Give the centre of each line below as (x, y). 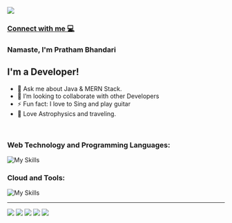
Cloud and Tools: (36, 177)
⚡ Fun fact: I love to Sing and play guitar (74, 104)
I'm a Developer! (43, 72)
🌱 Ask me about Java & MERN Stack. (69, 88)
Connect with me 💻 (41, 28)
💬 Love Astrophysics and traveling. (66, 113)
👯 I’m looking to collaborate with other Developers (88, 96)
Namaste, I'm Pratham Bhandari (61, 50)
